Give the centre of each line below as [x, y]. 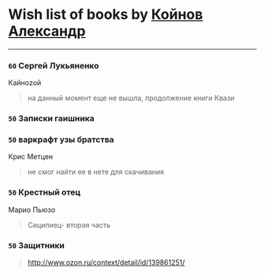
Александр [47, 31]
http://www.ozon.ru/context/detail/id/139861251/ [106, 262]
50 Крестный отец [45, 192]
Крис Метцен [31, 157]
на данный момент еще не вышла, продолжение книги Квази [131, 98]
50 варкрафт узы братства [61, 139]
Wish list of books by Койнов [106, 15]
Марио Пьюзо [32, 210]
